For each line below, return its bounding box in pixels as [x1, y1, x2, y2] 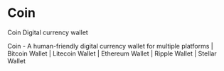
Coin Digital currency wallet [7, 28, 89, 37]
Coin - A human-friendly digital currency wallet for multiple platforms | [7, 41, 213, 50]
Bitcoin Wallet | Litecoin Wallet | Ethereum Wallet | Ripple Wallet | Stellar [7, 49, 217, 58]
